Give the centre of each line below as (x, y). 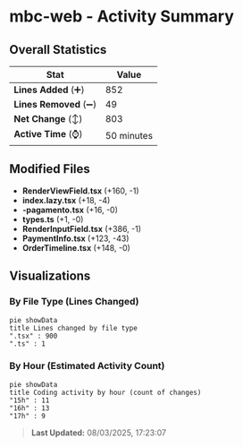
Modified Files (50, 169)
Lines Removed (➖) (55, 104)
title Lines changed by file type (74, 328)
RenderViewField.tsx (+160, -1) (81, 191)
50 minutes (129, 135)
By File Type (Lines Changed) (74, 302)
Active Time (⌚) (48, 134)
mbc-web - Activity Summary (122, 17)
